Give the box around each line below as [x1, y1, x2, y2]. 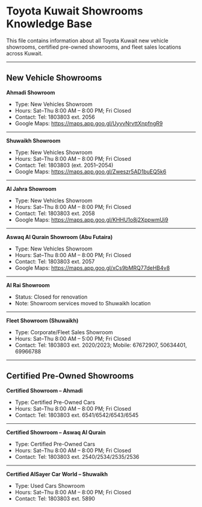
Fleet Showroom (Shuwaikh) [6, 317, 79, 324]
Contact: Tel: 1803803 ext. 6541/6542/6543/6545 [14, 411, 139, 418]
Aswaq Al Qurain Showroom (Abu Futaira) [6, 233, 113, 240]
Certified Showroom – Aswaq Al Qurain [6, 429, 106, 436]
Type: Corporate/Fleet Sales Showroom [14, 328, 113, 335]
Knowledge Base [6, 17, 93, 31]
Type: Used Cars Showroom [14, 482, 85, 489]
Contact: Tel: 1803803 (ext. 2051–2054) [14, 161, 114, 169]
